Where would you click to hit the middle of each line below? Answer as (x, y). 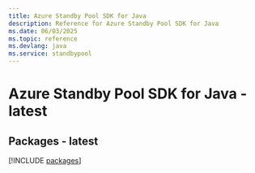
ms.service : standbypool (50, 54)
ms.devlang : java (38, 46)
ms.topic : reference (43, 39)
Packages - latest (53, 141)
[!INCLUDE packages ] (45, 160)
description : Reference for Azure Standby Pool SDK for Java (114, 24)
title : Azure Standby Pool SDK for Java (78, 16)
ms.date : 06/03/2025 (43, 31)
